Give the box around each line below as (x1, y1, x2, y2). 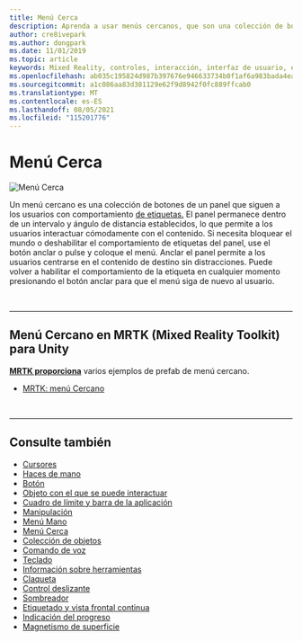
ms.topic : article (9, 55, 78, 64)
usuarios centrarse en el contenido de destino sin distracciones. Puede (9, 257, 273, 268)
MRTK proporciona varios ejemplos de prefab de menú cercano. (9, 365, 250, 376)
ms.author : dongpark (9, 38, 87, 48)
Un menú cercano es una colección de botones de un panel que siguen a (9, 200, 280, 210)
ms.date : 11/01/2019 (9, 47, 87, 56)
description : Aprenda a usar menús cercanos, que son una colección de (9, 22, 283, 31)
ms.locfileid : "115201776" (9, 113, 111, 122)
